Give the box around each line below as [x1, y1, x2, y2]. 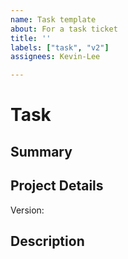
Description [10, 232, 85, 250]
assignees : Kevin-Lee [10, 52, 101, 62]
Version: [10, 204, 45, 216]
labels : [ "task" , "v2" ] [10, 42, 110, 53]
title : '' [10, 33, 52, 43]
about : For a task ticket [10, 24, 118, 34]
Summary [10, 143, 73, 160]
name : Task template [10, 14, 97, 25]
